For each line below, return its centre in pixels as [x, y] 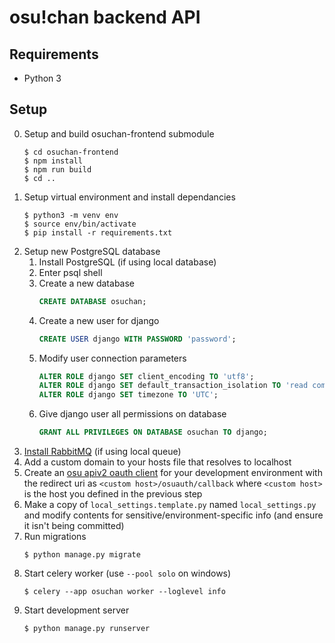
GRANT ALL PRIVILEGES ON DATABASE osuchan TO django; [153, 432]
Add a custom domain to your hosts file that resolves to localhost [157, 462]
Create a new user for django [99, 320]
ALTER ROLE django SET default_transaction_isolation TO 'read [173, 386]
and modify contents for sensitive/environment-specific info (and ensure [173, 515]
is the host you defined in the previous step [113, 494]
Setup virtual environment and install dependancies [129, 197]
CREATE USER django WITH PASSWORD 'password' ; [137, 339]
